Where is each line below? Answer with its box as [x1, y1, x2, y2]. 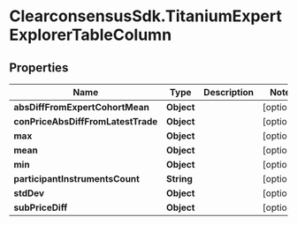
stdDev [13, 187, 45, 199]
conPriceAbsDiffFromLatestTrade [13, 116, 158, 127]
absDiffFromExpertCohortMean [13, 101, 150, 113]
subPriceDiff [13, 201, 68, 214]
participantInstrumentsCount [13, 173, 140, 184]
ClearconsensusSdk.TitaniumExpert [9, 6, 283, 26]
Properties [9, 60, 69, 75]
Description [202, 86, 255, 98]
